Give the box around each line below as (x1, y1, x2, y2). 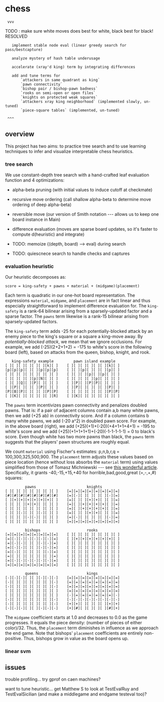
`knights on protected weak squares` (20, 95, 98, 100)
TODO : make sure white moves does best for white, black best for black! (5, 28, 154, 34)
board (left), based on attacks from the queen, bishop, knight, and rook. (5, 350, 151, 355)
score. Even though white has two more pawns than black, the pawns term (5, 434, 155, 440)
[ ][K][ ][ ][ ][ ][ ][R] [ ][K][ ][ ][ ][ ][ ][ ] (5, 394, 120, 399)
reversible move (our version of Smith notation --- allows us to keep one (12, 211, 159, 217)
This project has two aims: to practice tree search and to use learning (5, 143, 146, 149)
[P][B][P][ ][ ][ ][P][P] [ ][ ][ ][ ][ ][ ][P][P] (5, 389, 120, 394)
